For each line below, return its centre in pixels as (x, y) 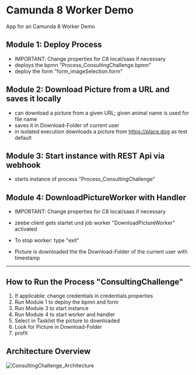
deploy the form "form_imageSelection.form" (69, 71)
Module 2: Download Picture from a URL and (88, 90)
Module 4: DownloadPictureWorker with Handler (96, 197)
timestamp (27, 258)
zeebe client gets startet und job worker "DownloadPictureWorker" (95, 223)
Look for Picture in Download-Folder (58, 327)
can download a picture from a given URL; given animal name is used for (102, 113)
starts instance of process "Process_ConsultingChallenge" (85, 179)
